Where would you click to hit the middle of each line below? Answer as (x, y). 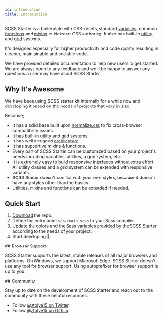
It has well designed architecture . (46, 141)
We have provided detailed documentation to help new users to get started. (82, 63)
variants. (21, 173)
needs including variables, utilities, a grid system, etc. (67, 157)
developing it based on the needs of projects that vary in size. (68, 106)
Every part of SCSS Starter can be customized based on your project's (84, 151)
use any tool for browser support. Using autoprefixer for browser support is (82, 266)
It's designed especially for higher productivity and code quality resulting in (82, 48)
